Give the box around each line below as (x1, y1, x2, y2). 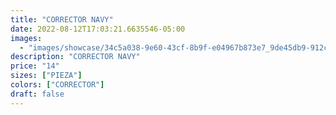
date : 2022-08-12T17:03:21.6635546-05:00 (10, 24, 186, 34)
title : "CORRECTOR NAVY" (10, 14, 114, 25)
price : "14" (10, 61, 60, 71)
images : (10, 33, 43, 43)
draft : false (10, 89, 65, 99)
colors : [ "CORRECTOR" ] (10, 80, 105, 90)
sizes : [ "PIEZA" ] (10, 71, 83, 81)
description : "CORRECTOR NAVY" (10, 52, 141, 62)
